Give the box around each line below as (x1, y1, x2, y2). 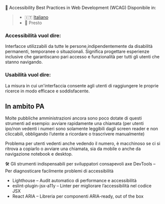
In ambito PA (5, 102, 45, 111)
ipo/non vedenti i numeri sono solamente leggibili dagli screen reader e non (5, 126, 159, 132)
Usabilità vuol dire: (5, 72, 51, 79)
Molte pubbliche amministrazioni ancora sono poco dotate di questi (5, 115, 142, 121)
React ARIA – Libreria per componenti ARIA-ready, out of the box (12, 193, 144, 200)
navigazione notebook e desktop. (5, 151, 73, 157)
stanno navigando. (5, 59, 43, 65)
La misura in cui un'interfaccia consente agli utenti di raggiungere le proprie (5, 82, 159, 88)
